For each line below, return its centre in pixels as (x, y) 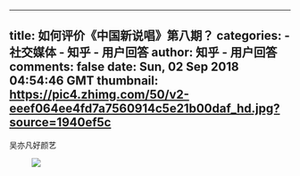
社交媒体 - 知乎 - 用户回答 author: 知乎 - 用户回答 (143, 53)
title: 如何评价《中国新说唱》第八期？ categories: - (150, 36)
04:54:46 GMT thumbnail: (84, 81)
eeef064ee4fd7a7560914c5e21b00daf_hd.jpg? (145, 109)
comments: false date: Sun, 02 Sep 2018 (124, 67)
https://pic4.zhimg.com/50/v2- (100, 95)
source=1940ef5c (60, 122)
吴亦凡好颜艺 (33, 145)
